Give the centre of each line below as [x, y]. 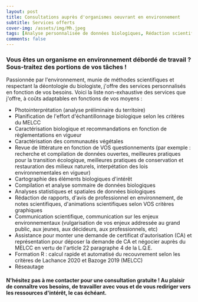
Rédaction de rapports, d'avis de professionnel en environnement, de [99, 198]
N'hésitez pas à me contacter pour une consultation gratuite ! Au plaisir [95, 280]
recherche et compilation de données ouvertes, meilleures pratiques [98, 154]
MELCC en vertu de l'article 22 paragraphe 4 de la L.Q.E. [83, 248]
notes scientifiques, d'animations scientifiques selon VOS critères [94, 204]
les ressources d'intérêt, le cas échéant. [57, 293]
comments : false [26, 39]
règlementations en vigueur [48, 135]
